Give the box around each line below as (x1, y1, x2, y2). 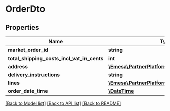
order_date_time (8, 88, 48, 94)
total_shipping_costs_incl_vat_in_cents (8, 55, 104, 62)
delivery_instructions (8, 71, 60, 78)
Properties (5, 23, 39, 32)
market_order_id (8, 46, 48, 53)
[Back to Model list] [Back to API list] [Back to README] (5, 100, 121, 106)
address (8, 63, 28, 70)
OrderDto (5, 3, 46, 15)
